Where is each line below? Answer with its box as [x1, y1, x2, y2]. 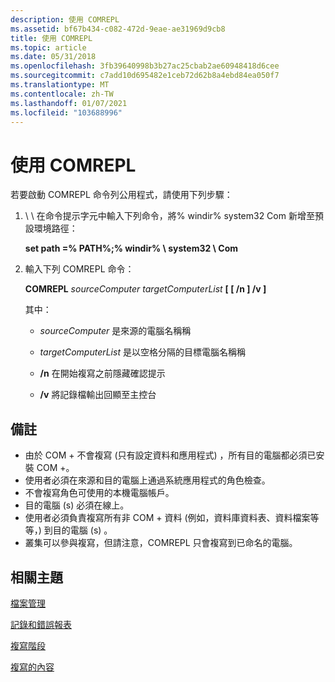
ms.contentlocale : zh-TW [10, 89, 114, 99]
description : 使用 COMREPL [10, 14, 120, 25]
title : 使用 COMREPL [10, 33, 93, 43]
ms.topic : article [10, 42, 87, 53]
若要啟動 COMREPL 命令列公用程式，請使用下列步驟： [10, 189, 233, 201]
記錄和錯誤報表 [10, 618, 72, 630]
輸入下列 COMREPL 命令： [24, 263, 135, 275]
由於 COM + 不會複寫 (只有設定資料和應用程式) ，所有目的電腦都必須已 [24, 449, 317, 461]
